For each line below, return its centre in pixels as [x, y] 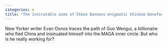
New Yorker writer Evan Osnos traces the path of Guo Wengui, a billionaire [82, 28]
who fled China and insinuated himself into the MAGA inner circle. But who [82, 34]
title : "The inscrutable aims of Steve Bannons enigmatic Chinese [75, 14]
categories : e [20, 10]
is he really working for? [30, 39]
